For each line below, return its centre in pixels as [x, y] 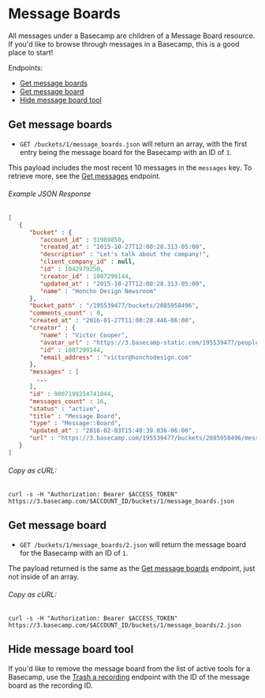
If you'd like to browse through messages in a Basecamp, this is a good [124, 43]
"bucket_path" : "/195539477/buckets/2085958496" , [114, 306]
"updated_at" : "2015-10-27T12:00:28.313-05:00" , [123, 284]
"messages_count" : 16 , [68, 401]
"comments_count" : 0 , [66, 313]
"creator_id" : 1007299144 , [86, 276]
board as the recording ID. [50, 685]
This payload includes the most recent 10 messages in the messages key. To [130, 168]
